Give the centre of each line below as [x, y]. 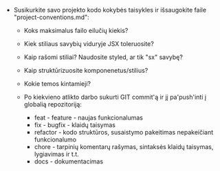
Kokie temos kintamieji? [57, 84]
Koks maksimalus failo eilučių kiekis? [76, 31]
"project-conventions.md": [51, 17]
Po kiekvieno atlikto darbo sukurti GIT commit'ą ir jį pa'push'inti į [115, 97]
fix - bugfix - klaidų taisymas [75, 125]
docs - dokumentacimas [69, 161]
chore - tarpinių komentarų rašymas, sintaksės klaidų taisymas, [124, 147]
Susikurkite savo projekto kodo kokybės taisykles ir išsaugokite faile [110, 10]
